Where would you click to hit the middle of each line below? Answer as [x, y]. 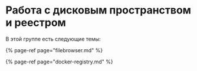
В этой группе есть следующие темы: [53, 39]
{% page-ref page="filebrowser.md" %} [54, 50]
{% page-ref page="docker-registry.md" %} [59, 62]
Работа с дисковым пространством [98, 10]
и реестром [36, 23]
